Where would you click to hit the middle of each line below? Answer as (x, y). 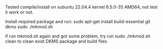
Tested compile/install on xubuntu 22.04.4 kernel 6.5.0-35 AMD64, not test (81, 7)
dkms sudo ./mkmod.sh (29, 27)
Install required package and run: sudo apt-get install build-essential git (78, 22)
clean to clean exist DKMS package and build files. (57, 41)
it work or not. (19, 12)
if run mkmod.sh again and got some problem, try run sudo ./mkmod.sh (78, 36)
